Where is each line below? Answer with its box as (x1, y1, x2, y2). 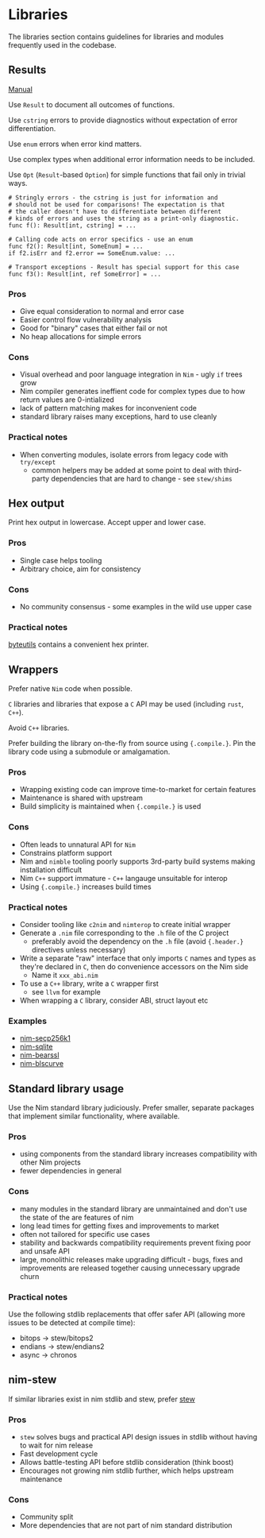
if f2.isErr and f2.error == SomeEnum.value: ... (8, 249, 176, 257)
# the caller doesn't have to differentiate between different (8, 207, 222, 215)
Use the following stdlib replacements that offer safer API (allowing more (8, 1309, 246, 1320)
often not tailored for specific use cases (19, 1229, 151, 1239)
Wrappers (8, 663, 59, 676)
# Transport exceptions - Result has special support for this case (8, 263, 240, 271)
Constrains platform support (19, 848, 113, 857)
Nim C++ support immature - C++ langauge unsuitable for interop (19, 873, 228, 883)
